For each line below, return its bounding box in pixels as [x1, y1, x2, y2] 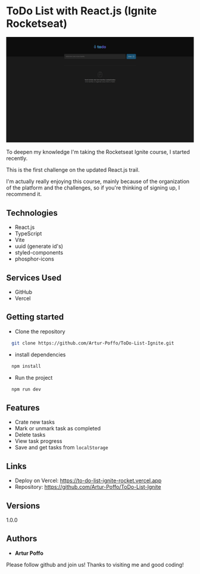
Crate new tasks [14, 418, 55, 426]
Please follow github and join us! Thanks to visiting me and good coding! [6, 561, 184, 568]
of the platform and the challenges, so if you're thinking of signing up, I [6, 184, 180, 191]
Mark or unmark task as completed [14, 425, 101, 432]
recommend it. [6, 191, 42, 198]
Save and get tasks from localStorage [14, 444, 108, 451]
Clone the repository [14, 328, 65, 335]
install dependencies [14, 350, 66, 358]
